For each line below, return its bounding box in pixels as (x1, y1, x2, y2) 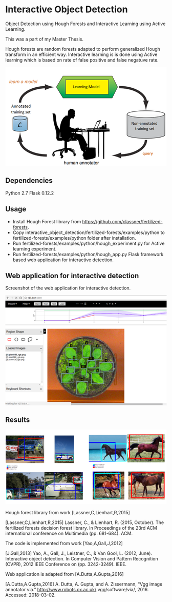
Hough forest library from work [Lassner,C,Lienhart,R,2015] (5, 509, 131, 515)
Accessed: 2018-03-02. (5, 592, 56, 598)
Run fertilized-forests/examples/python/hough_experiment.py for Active (12, 240, 165, 246)
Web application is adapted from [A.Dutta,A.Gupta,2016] (5, 571, 124, 577)
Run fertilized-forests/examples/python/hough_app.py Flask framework (12, 251, 164, 257)
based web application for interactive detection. (12, 257, 114, 263)
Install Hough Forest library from (12, 218, 81, 224)
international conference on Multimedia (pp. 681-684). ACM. (5, 530, 133, 536)
